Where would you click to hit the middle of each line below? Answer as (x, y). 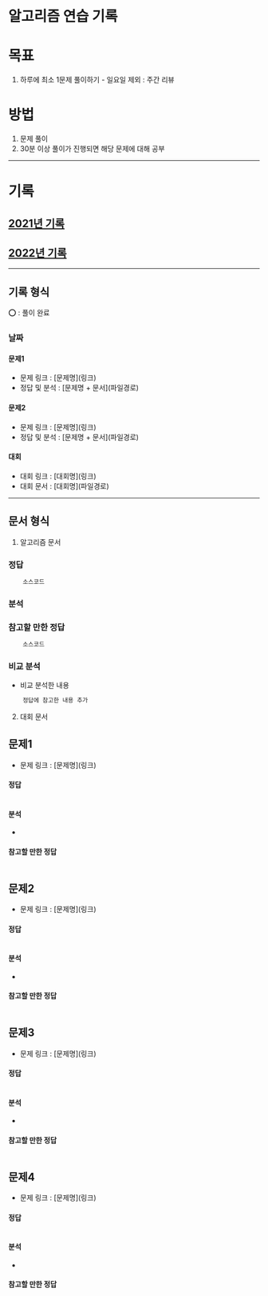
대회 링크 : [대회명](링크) (58, 476)
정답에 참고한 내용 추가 (55, 701)
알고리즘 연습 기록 (63, 16)
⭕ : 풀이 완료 (29, 313)
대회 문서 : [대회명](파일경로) (64, 486)
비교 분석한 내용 (44, 686)
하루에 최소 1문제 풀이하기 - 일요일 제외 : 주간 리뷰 (97, 80)
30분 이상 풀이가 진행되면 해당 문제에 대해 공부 (92, 149)
